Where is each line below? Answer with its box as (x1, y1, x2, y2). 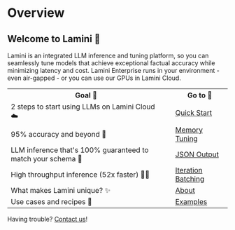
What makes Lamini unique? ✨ (10, 186, 111, 195)
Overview (7, 5, 65, 21)
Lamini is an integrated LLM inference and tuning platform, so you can (7, 51, 209, 60)
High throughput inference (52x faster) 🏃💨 (10, 170, 150, 180)
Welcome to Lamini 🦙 (7, 33, 101, 45)
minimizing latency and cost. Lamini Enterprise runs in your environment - (7, 67, 220, 74)
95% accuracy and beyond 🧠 (10, 130, 107, 139)
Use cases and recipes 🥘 (10, 197, 92, 206)
